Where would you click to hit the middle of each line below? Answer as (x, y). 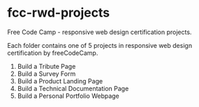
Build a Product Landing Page (60, 81)
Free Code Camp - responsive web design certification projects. (99, 32)
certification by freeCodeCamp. (53, 53)
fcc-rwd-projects (59, 13)
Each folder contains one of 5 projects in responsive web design (100, 45)
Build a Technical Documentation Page (73, 88)
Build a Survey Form (46, 74)
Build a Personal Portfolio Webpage (68, 96)
